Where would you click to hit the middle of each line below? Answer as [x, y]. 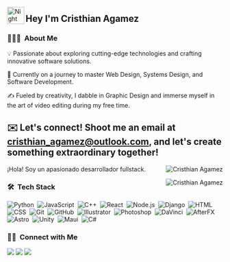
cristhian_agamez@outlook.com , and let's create [114, 142]
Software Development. [40, 82]
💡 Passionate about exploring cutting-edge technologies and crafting [104, 53]
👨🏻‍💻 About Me [33, 38]
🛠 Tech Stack [31, 187]
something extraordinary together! [83, 153]
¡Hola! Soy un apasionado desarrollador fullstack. [76, 169]
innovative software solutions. [49, 61]
